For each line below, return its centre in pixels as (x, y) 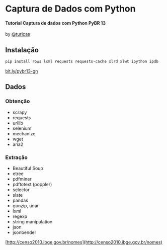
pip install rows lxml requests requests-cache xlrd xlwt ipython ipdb (82, 62)
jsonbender (24, 232)
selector (21, 190)
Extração (16, 157)
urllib (18, 123)
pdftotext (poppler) (32, 185)
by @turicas (18, 34)
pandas (20, 200)
